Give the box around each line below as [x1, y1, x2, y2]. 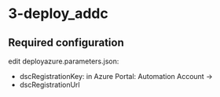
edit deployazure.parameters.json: [8, 56, 119, 66]
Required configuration [8, 36, 124, 49]
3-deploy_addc [8, 5, 108, 23]
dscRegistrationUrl [19, 80, 80, 89]
